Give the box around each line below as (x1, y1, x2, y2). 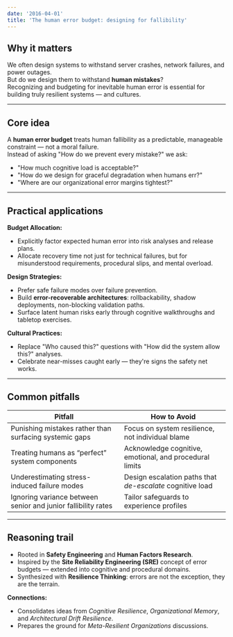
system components (10, 456, 78, 466)
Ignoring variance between (10, 492, 98, 502)
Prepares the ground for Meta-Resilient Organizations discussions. (17, 621, 209, 629)
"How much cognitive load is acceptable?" (17, 164, 139, 172)
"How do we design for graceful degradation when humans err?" (17, 171, 203, 179)
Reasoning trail (7, 532, 74, 544)
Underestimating (10, 472, 65, 481)
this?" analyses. (17, 349, 63, 358)
